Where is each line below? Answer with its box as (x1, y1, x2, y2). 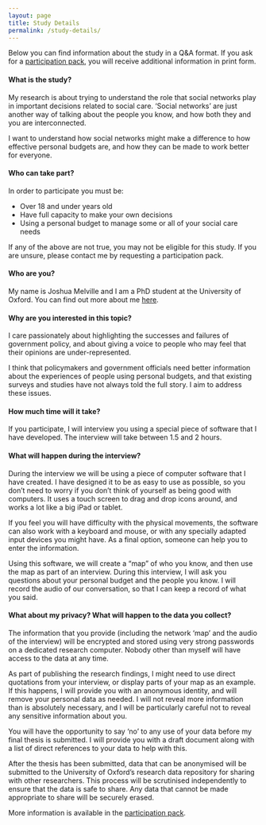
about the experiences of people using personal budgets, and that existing (8, 371, 253, 382)
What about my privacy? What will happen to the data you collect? (8, 610, 232, 620)
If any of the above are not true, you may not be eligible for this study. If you (8, 242, 256, 251)
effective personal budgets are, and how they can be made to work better (8, 141, 249, 151)
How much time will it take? (8, 406, 101, 416)
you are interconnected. (8, 118, 87, 127)
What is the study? (8, 75, 72, 84)
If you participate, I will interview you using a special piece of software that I (8, 424, 257, 434)
